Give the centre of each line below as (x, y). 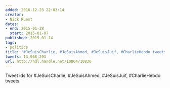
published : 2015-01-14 (29, 38)
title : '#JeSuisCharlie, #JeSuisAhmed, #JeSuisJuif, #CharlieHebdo (78, 52)
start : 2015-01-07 (29, 33)
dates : (12, 24)
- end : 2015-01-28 (25, 29)
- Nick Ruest (19, 19)
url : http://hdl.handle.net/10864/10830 (49, 61)
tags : (11, 43)
